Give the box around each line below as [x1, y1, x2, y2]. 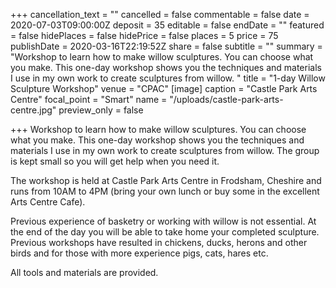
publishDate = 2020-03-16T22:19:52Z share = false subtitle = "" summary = [10, 40, 323, 52]
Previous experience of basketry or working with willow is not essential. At [10, 215, 317, 227]
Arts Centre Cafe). [10, 196, 86, 208]
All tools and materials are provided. [10, 267, 159, 278]
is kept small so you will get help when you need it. [10, 155, 220, 167]
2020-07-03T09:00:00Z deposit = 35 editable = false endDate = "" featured [10, 19, 325, 31]
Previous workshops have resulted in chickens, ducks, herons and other [10, 237, 308, 248]
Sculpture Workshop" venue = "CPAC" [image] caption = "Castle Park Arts [10, 83, 318, 94]
